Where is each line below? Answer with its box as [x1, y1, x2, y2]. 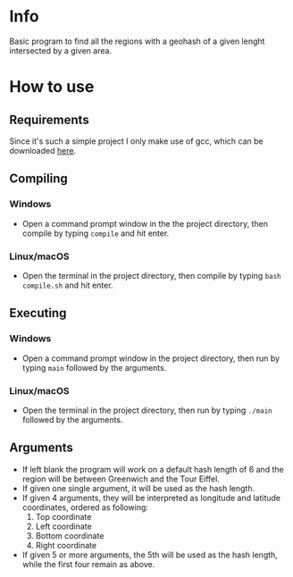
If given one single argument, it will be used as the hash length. [21, 482, 255, 493]
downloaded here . [9, 145, 77, 155]
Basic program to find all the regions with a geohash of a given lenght [9, 36, 265, 46]
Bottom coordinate [35, 530, 105, 541]
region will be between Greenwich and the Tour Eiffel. [21, 473, 221, 484]
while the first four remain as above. [21, 558, 155, 569]
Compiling [9, 171, 69, 187]
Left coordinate [35, 521, 92, 531]
